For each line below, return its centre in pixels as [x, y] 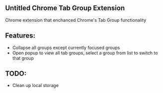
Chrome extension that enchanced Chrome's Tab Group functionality [76, 20]
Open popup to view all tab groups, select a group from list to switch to [85, 53]
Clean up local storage [35, 86]
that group [23, 58]
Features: [20, 36]
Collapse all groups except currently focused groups [66, 47]
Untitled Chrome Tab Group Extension [65, 8]
